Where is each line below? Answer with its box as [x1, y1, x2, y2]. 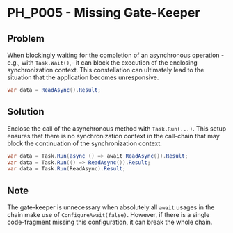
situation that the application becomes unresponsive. [7, 73, 159, 81]
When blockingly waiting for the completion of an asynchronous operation [7, 51, 220, 59]
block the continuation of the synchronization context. [7, 139, 162, 147]
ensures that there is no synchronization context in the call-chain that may [7, 131, 220, 140]
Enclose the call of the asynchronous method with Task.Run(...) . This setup [7, 124, 227, 133]
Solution [7, 106, 45, 118]
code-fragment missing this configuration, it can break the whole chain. [7, 218, 213, 227]
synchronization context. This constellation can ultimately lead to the [7, 66, 204, 74]
